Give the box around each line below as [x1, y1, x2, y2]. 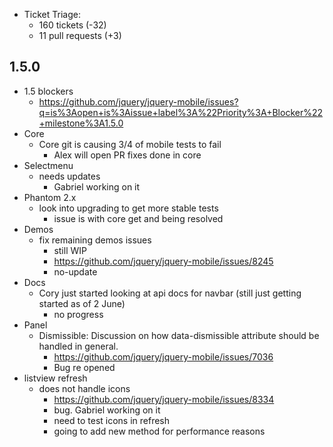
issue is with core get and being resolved [53, 212, 224, 224]
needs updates [38, 170, 101, 182]
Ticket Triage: [23, 9, 81, 20]
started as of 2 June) [38, 297, 126, 309]
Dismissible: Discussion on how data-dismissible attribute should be [38, 329, 320, 341]
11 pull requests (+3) [38, 30, 122, 41]
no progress [53, 308, 104, 320]
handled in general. [38, 340, 119, 352]
